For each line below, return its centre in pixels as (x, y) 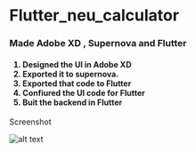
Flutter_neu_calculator (94, 16)
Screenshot (30, 122)
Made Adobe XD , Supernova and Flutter (98, 44)
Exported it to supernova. (70, 74)
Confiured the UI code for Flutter (83, 92)
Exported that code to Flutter (77, 83)
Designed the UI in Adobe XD (77, 64)
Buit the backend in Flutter (72, 102)
